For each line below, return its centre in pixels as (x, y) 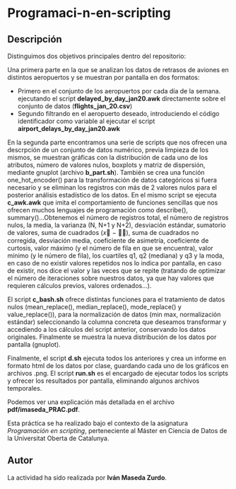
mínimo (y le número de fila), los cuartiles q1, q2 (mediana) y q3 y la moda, (116, 255)
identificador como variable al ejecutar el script (86, 121)
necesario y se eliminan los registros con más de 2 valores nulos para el (112, 188)
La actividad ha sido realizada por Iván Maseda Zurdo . (87, 477)
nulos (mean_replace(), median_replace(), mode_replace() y (94, 307)
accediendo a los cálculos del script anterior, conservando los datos (107, 329)
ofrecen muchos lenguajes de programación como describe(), (98, 210)
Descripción (35, 39)
